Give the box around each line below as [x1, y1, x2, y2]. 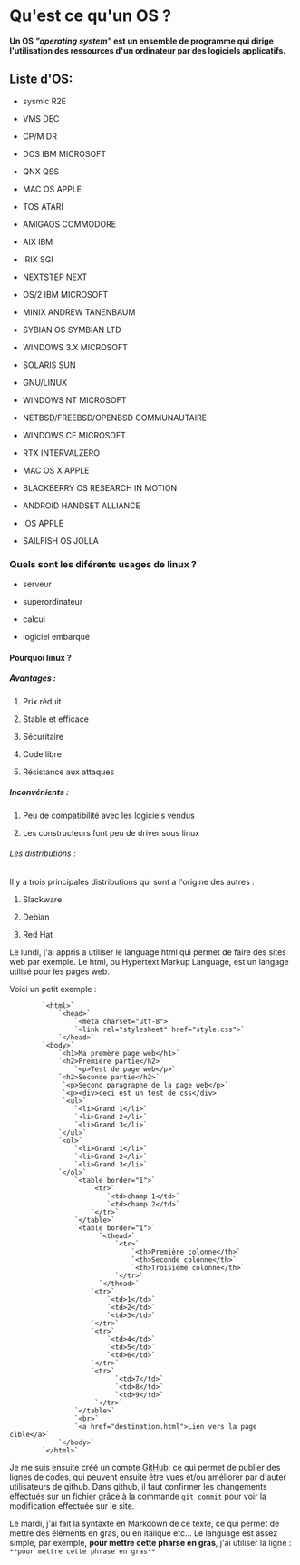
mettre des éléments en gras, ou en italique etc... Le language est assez [9, 1527, 278, 1539]
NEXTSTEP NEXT [22, 271, 88, 282]
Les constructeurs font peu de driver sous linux [22, 827, 200, 838]
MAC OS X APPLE [22, 465, 90, 476]
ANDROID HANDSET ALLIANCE [22, 500, 140, 511]
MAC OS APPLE [22, 183, 82, 194]
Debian [22, 911, 50, 922]
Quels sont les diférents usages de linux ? [9, 557, 197, 570]
